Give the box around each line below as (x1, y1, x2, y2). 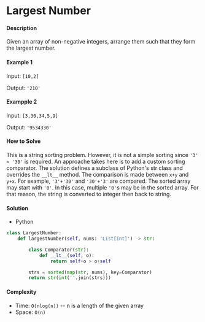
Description (6, 24, 37, 31)
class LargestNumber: (6, 230, 62, 236)
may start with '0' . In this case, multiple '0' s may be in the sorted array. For (6, 184, 199, 191)
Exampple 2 (6, 98, 37, 105)
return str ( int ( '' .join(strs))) (28, 275, 112, 281)
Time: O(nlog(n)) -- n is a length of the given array (15, 302, 144, 309)
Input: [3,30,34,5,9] (6, 112, 58, 119)
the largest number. (6, 44, 56, 52)
